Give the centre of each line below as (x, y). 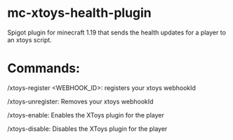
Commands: (44, 69)
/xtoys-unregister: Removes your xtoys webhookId (80, 101)
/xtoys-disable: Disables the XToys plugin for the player (87, 129)
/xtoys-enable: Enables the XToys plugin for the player (86, 115)
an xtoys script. (30, 39)
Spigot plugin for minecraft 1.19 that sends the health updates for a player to (117, 32)
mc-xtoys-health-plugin (80, 13)
